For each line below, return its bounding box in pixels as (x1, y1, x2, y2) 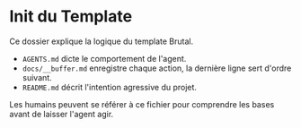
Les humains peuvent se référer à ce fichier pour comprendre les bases (9, 98, 275, 109)
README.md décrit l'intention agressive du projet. (22, 81, 198, 92)
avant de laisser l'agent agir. (9, 108, 114, 119)
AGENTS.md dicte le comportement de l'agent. (22, 53, 187, 64)
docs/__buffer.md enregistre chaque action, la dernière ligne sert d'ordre (22, 63, 292, 73)
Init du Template (9, 6, 133, 27)
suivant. (22, 72, 52, 82)
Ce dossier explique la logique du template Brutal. (9, 36, 194, 47)
